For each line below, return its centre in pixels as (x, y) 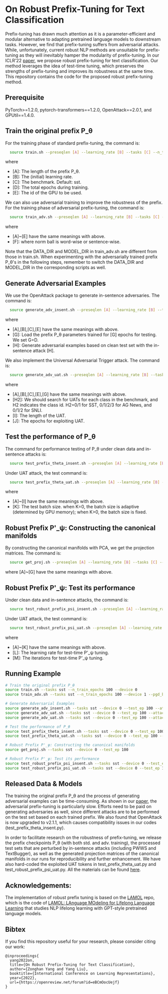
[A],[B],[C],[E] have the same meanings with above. (65, 329)
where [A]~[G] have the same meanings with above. (59, 572)
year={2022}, (23, 978)
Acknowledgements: (38, 885)
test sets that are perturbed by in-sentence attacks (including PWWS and (81, 848)
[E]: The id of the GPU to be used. (47, 193)
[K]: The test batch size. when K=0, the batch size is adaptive (75, 507)
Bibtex (15, 929)
